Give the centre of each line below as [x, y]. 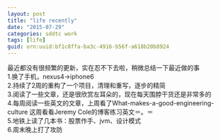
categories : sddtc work [42, 34]
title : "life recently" [42, 21]
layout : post [27, 14]
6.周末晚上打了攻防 [35, 129]
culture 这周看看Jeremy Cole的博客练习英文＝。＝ [80, 112]
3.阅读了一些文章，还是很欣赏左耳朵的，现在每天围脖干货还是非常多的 [109, 94]
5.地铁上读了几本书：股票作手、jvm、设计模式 [74, 121]
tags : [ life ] [27, 40]
